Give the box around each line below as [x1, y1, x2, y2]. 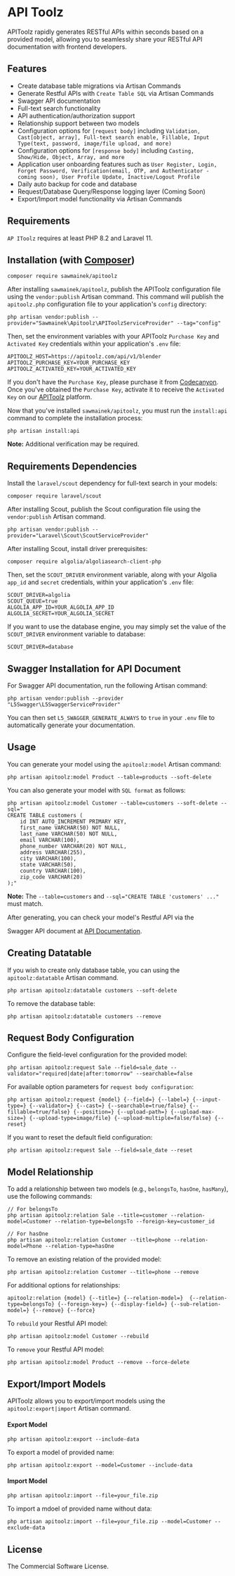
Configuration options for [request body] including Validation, [17, 126, 201, 134]
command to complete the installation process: [7, 414, 143, 422]
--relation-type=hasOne [44, 1243, 114, 1250]
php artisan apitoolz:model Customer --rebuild [7, 1333, 149, 1340]
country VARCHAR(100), [20, 867, 86, 874]
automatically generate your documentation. [7, 721, 135, 729]
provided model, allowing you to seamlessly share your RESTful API [7, 34, 203, 43]
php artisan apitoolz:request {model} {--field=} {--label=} [7, 1096, 190, 1104]
